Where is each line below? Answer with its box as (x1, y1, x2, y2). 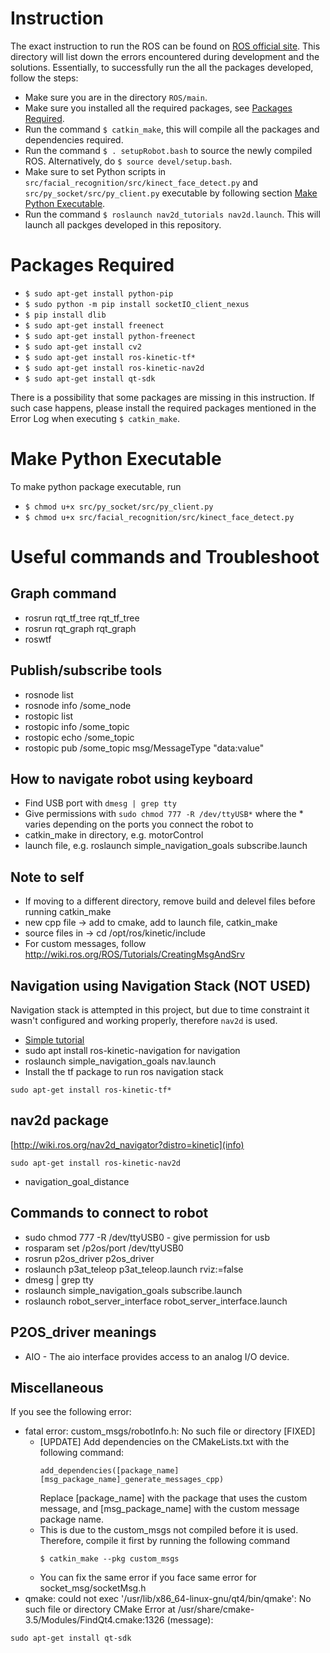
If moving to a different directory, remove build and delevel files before (24, 895, 316, 907)
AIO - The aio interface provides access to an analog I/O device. (24, 1350, 290, 1362)
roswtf (24, 633, 52, 645)
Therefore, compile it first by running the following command (39, 1535, 291, 1547)
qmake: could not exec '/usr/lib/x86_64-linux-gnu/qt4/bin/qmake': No (24, 1593, 312, 1605)
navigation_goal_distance (24, 1175, 130, 1187)
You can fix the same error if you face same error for (39, 1572, 257, 1584)
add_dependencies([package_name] (39, 1466, 180, 1476)
